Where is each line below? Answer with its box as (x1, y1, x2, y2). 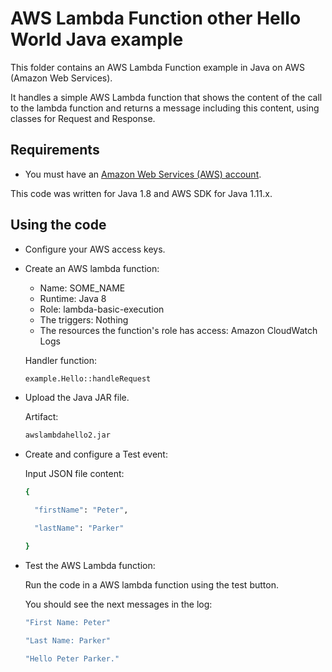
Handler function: (24, 354, 98, 366)
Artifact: (24, 411, 59, 423)
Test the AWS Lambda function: (24, 559, 156, 571)
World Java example (10, 28, 184, 51)
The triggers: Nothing (39, 313, 129, 326)
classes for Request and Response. (10, 112, 156, 124)
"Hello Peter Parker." (24, 653, 120, 664)
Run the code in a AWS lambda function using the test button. (24, 578, 279, 591)
